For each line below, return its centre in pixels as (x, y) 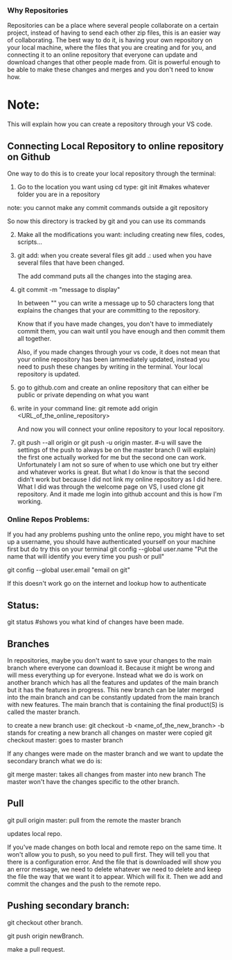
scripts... (30, 242)
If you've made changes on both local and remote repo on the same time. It (115, 847)
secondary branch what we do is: (55, 760)
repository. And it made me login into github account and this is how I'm (120, 494)
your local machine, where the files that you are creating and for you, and (112, 48)
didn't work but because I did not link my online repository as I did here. (119, 480)
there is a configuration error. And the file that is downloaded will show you (114, 862)
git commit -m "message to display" (69, 290)
